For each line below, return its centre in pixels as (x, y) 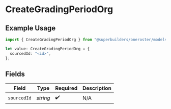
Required (66, 88)
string (43, 98)
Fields (15, 74)
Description (97, 88)
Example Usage (31, 28)
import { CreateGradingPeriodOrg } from (49, 40)
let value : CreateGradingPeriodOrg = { (48, 49)
